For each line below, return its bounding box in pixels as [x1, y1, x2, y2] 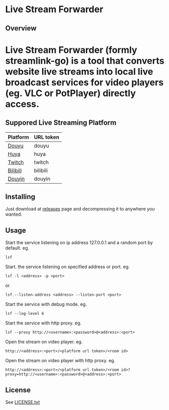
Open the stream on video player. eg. [5, 339, 83, 345]
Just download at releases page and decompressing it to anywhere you [5, 206, 155, 212]
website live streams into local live [5, 66, 153, 77]
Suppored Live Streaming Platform [5, 119, 117, 127]
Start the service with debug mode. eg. [5, 301, 87, 307]
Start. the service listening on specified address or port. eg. [5, 263, 130, 270]
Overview [5, 24, 37, 33]
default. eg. [5, 245, 29, 251]
